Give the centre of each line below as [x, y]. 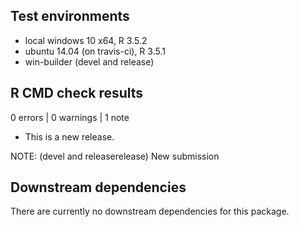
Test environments [70, 16]
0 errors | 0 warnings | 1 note [70, 117]
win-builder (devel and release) [89, 61]
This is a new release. [69, 136]
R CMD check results [77, 93]
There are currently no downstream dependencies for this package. [150, 211]
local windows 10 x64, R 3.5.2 [86, 40]
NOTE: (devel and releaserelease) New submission [115, 156]
